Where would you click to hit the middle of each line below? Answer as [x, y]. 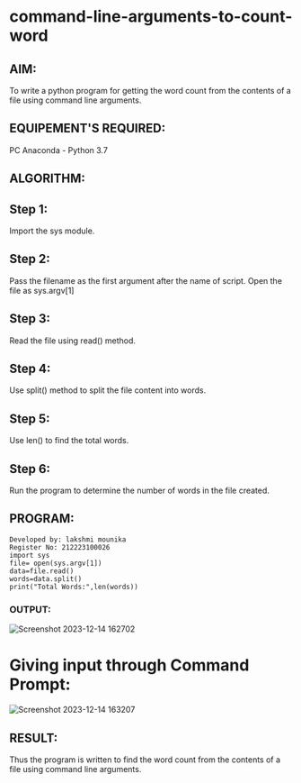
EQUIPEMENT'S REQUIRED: [88, 128]
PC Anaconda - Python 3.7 [58, 150]
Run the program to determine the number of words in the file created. [139, 491]
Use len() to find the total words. [69, 441]
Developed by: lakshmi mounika [68, 539]
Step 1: [29, 209]
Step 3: [30, 319]
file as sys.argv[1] [42, 290]
